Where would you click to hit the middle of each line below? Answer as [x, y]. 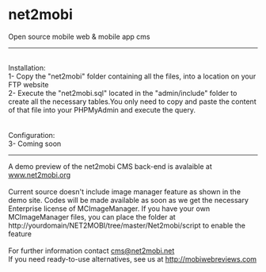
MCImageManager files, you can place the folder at [92, 216]
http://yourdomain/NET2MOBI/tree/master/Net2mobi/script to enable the [127, 225]
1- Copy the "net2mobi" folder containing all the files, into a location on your [132, 76]
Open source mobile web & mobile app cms [79, 36]
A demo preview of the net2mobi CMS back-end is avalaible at [110, 166]
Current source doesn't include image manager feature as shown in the [125, 191]
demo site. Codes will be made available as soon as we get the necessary [129, 200]
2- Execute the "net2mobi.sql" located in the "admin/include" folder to [123, 93]
